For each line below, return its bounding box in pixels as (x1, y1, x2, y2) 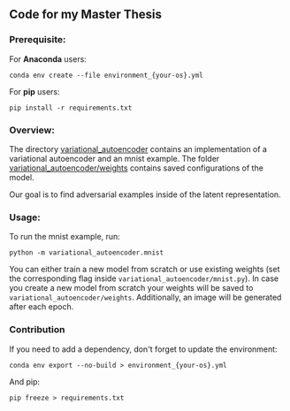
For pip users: (9, 86, 60, 96)
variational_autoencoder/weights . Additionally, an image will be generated (9, 292, 282, 303)
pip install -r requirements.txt (9, 103, 133, 112)
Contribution (9, 323, 65, 336)
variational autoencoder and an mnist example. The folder (9, 153, 220, 164)
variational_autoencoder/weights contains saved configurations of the (9, 163, 263, 173)
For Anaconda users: (9, 53, 87, 65)
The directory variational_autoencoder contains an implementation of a (9, 143, 268, 154)
